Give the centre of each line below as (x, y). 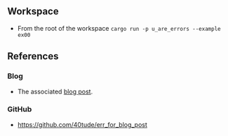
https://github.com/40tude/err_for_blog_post (82, 124)
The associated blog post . (55, 91)
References (33, 56)
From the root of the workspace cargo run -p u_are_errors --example (119, 28)
